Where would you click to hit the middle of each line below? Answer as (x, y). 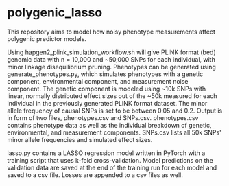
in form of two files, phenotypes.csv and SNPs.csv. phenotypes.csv (103, 117)
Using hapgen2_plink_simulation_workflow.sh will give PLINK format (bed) (111, 52)
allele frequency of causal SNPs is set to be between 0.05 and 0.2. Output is (115, 111)
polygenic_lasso (55, 13)
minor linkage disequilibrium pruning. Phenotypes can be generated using (111, 67)
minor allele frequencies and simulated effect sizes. (80, 139)
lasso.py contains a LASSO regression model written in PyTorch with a (106, 153)
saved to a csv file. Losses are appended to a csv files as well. (95, 175)
